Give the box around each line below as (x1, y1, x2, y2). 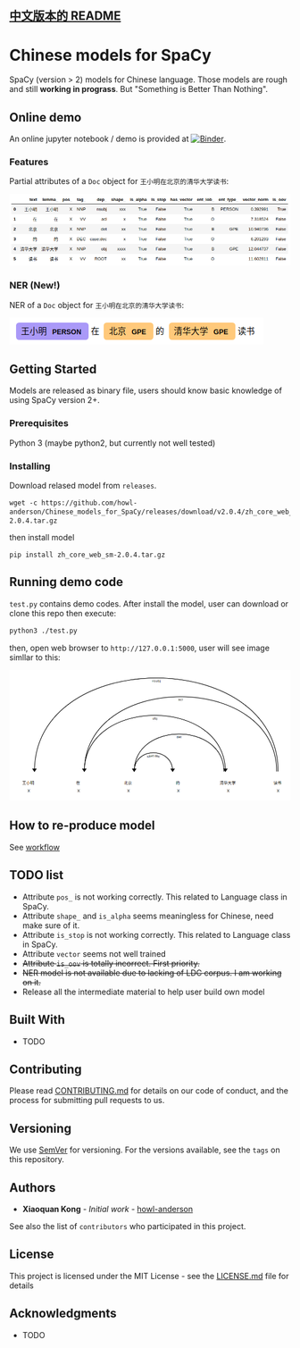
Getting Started (9, 361, 97, 377)
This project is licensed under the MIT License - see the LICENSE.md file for (9, 1270, 289, 1281)
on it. (21, 976, 42, 987)
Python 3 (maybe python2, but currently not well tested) (9, 437, 216, 448)
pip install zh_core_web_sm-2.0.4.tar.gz (9, 550, 166, 559)
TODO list (9, 867, 64, 883)
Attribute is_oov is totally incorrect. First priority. (21, 958, 200, 968)
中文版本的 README (9, 8, 121, 24)
